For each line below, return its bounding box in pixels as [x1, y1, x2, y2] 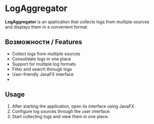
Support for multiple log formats [12, 61, 76, 67]
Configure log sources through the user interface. [12, 108, 111, 114]
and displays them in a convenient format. [5, 24, 88, 29]
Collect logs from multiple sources [12, 51, 81, 56]
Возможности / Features [5, 38, 83, 46]
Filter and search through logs [12, 66, 72, 72]
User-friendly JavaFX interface [12, 71, 74, 77]
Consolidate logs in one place [12, 56, 71, 62]
